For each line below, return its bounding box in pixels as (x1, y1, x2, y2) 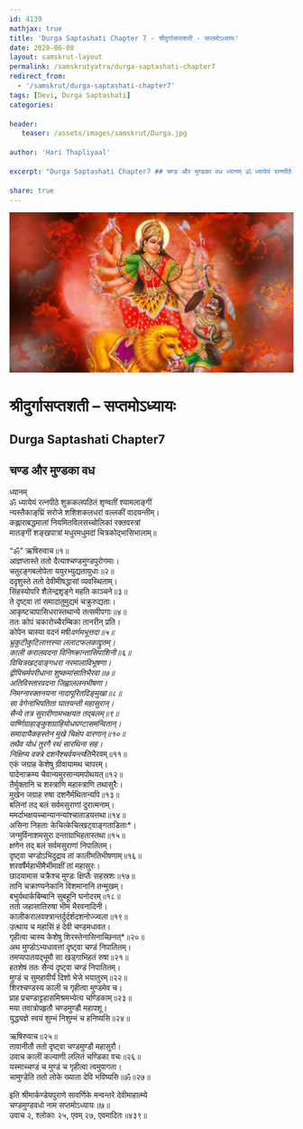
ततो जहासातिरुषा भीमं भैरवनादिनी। (9, 901, 108, 912)
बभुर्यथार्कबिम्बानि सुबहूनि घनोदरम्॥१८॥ (9, 891, 121, 902)
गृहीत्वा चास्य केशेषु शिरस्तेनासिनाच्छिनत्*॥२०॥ (9, 931, 145, 943)
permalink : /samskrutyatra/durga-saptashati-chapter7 (9, 62, 216, 71)
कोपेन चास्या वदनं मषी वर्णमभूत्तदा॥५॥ (9, 627, 115, 638)
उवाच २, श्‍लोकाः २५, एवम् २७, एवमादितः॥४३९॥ (9, 1110, 147, 1121)
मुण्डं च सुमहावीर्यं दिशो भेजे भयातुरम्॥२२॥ (9, 972, 128, 984)
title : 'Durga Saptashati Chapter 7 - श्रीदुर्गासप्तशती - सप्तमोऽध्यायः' (9, 33, 240, 42)
